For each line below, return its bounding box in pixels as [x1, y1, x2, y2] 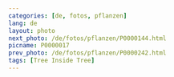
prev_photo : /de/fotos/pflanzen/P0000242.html [8, 49, 167, 57]
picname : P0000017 [8, 42, 70, 50]
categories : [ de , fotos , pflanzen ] [8, 11, 127, 20]
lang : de [8, 19, 38, 27]
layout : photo [8, 26, 56, 34]
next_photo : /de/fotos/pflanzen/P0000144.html [8, 34, 167, 43]
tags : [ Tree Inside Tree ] [8, 57, 95, 65]
